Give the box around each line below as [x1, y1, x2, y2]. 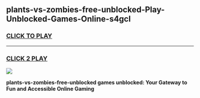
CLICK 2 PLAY [6, 54, 48, 62]
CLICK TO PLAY [6, 32, 52, 40]
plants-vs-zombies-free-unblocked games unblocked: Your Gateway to [6, 78, 187, 86]
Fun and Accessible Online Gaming [6, 85, 95, 92]
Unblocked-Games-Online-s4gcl [6, 14, 131, 24]
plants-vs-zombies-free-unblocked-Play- [6, 5, 165, 15]
